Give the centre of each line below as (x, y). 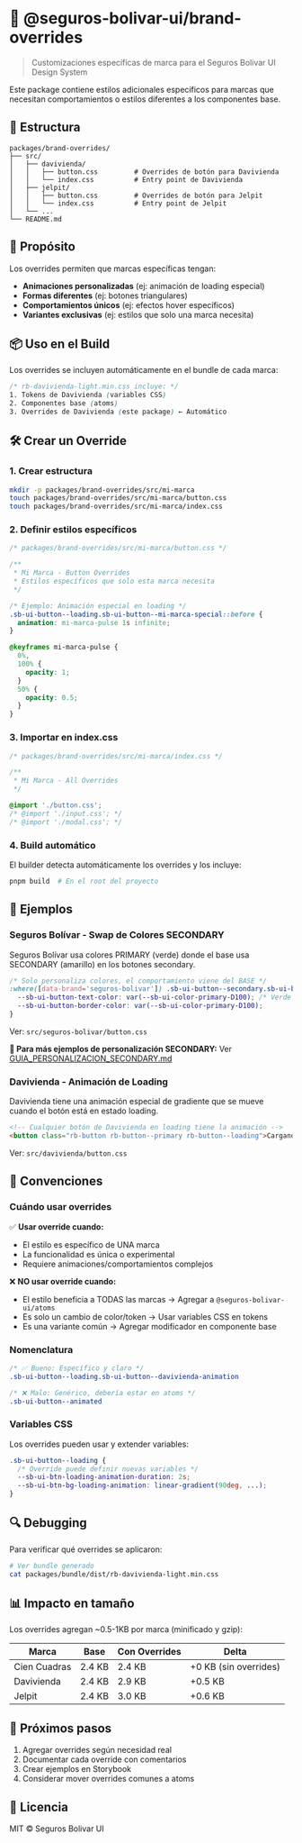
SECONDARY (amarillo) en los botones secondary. (102, 964)
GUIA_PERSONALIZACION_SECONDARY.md (91, 1058)
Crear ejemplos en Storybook (77, 1769)
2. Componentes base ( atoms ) (64, 404)
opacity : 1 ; (48, 672)
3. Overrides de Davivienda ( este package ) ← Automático (118, 412)
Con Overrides (149, 1652)
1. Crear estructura (51, 471)
